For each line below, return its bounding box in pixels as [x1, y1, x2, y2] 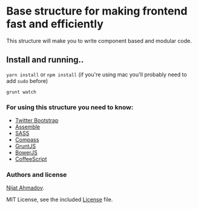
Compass [15, 136, 39, 144]
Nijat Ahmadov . [6, 184, 44, 191]
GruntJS [15, 142, 36, 150]
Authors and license [6, 170, 67, 179]
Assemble [15, 123, 41, 131]
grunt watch [6, 89, 36, 95]
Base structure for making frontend [6, 4, 188, 18]
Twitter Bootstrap [15, 117, 59, 124]
